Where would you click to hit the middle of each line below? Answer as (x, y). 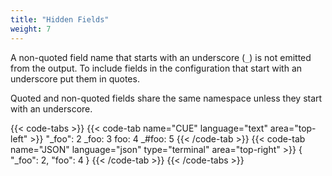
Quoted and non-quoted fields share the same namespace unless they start (166, 98)
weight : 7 (31, 29)
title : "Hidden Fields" (60, 19)
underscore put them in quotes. (75, 78)
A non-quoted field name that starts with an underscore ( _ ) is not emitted (161, 57)
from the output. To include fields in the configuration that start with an (156, 68)
